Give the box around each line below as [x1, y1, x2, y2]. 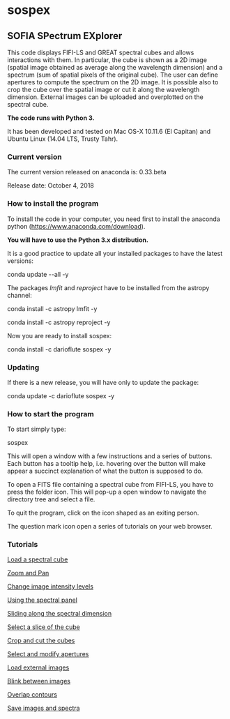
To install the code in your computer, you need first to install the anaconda [7, 215, 221, 223]
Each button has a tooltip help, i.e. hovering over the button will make [7, 460, 206, 468]
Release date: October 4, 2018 [7, 181, 94, 190]
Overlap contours [7, 690, 58, 699]
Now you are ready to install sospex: [7, 331, 112, 340]
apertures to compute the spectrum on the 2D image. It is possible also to [7, 78, 219, 86]
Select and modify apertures [7, 650, 89, 658]
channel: [7, 291, 33, 299]
